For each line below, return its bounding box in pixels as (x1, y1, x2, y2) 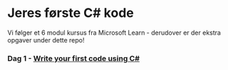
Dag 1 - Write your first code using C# (7, 53, 140, 63)
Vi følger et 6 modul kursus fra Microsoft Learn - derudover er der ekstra (7, 28, 221, 37)
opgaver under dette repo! (7, 35, 85, 44)
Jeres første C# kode (7, 5, 134, 21)
